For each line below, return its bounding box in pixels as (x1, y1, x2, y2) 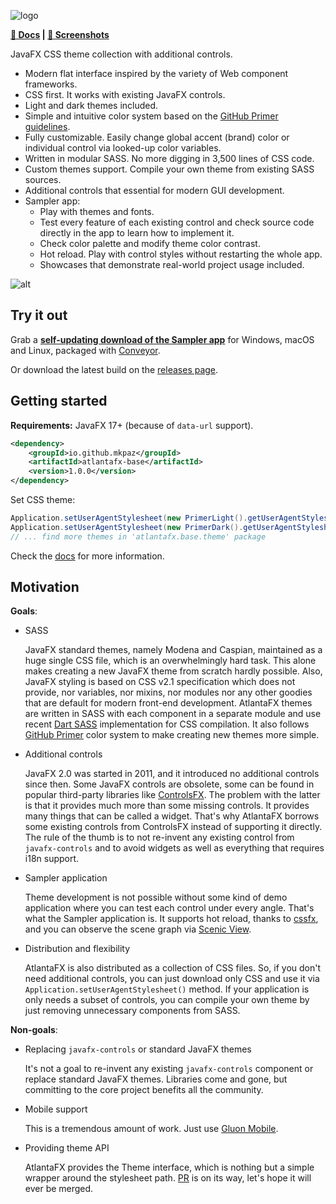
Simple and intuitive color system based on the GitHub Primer (24, 110, 279, 122)
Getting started (10, 393, 108, 410)
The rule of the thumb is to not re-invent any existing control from (24, 831, 295, 844)
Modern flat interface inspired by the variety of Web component (24, 68, 289, 79)
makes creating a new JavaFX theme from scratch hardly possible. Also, (24, 665, 323, 677)
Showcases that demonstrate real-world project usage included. (39, 259, 305, 270)
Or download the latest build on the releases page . (10, 363, 219, 375)
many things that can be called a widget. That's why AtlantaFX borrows (24, 810, 320, 822)
